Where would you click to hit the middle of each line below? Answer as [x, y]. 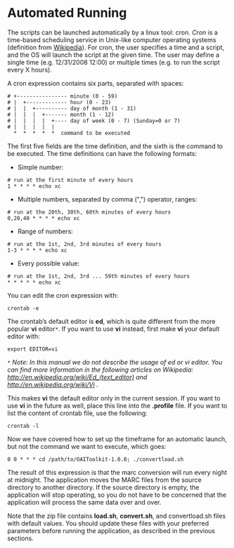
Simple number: [40, 167]
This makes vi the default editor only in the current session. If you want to [114, 398]
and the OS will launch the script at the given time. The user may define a [113, 55]
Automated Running [67, 13]
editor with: [24, 336]
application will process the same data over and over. [84, 502]
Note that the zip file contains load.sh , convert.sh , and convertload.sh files [117, 516]
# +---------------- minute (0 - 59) [63, 96]
